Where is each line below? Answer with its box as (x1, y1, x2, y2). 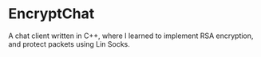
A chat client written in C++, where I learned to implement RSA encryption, (8, 31, 254, 40)
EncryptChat (8, 5, 95, 23)
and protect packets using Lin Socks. (8, 39, 130, 48)
